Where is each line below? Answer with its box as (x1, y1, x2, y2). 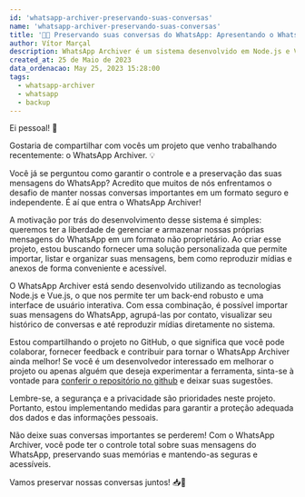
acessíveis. (9, 459, 52, 470)
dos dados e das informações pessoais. (9, 413, 159, 423)
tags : (9, 73, 30, 82)
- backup (17, 97, 51, 107)
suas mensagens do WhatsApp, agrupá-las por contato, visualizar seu (9, 310, 272, 321)
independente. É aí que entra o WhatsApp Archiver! (9, 197, 202, 208)
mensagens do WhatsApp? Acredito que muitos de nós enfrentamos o (9, 178, 272, 189)
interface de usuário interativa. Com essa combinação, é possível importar (9, 300, 289, 311)
